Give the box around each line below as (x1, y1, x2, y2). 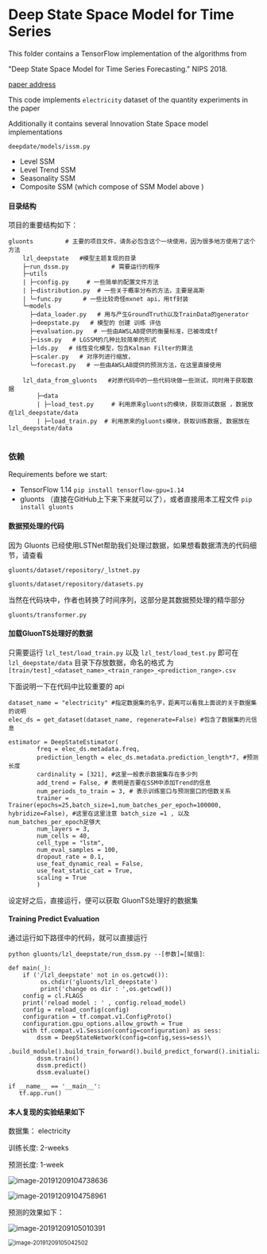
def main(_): (8, 964, 52, 973)
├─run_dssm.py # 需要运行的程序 (22, 263, 161, 271)
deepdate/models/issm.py (8, 142, 91, 150)
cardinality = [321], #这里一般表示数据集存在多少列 (37, 770, 199, 778)
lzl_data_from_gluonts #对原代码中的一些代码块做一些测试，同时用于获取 (22, 377, 248, 385)
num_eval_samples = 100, (37, 846, 119, 853)
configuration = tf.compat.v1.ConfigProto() (22, 1013, 172, 1021)
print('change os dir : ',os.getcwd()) (40, 985, 172, 993)
